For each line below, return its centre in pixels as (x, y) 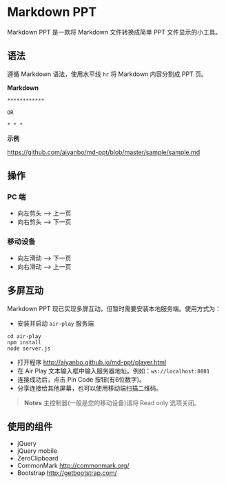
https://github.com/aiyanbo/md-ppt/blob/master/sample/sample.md (104, 152)
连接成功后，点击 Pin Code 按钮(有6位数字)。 (81, 379)
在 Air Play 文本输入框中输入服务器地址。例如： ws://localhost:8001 (113, 371)
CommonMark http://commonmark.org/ (73, 466)
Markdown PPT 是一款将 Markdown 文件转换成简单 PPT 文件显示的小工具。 (114, 32)
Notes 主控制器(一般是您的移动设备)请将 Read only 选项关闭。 (112, 402)
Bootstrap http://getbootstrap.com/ (67, 473)
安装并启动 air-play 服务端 (55, 323)
